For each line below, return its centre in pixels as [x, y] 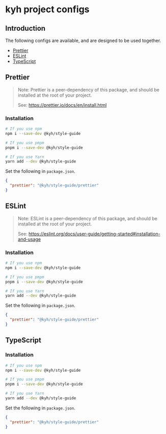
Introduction [25, 28]
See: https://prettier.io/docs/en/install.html [62, 105]
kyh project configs [48, 9]
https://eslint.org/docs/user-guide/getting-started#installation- [94, 234]
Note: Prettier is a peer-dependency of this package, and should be [88, 89]
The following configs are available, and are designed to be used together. [83, 40]
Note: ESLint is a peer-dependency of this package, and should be [88, 218]
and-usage [29, 239]
